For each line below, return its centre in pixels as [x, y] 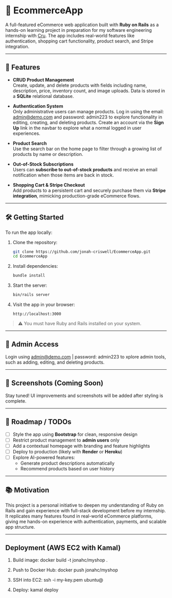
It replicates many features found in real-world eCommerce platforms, [79, 516]
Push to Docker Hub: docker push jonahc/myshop [65, 570]
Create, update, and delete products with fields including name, [80, 85]
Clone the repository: [35, 242]
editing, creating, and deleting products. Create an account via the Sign [88, 122]
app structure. [20, 527]
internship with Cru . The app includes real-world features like [70, 35]
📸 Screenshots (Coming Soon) [54, 383]
